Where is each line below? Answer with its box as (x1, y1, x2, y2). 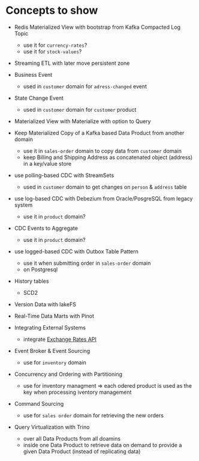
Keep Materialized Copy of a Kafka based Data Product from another (14, 129, 185, 136)
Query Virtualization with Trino (14, 423, 90, 430)
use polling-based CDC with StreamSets (14, 172, 114, 179)
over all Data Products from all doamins (23, 435, 121, 442)
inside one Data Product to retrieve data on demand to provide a (23, 441, 182, 448)
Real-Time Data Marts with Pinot (14, 312, 94, 319)
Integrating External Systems (14, 324, 86, 331)
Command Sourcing (14, 400, 64, 407)
